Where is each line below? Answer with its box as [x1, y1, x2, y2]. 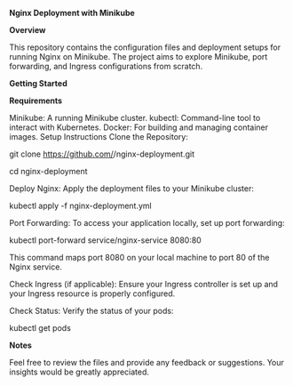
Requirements [9, 95, 63, 106]
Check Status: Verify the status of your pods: [9, 306, 174, 316]
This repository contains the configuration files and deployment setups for [9, 42, 281, 52]
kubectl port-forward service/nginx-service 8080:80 [9, 235, 202, 245]
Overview [9, 25, 46, 35]
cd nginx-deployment [9, 166, 88, 176]
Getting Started [9, 78, 68, 88]
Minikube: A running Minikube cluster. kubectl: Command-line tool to [9, 113, 261, 123]
